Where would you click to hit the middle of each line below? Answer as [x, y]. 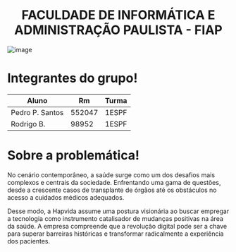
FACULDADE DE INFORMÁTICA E [118, 15]
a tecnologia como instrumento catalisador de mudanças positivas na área [116, 218]
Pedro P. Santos [37, 112]
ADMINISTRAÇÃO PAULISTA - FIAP [118, 30]
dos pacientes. [29, 241]
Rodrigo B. [28, 124]
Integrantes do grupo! [73, 78]
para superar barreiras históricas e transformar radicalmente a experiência [116, 234]
